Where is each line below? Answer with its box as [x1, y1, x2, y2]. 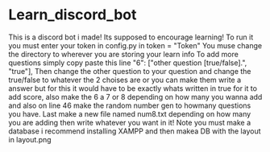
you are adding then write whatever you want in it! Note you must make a [8, 117, 251, 127]
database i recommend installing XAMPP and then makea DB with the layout [8, 126, 261, 136]
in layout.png [8, 134, 52, 144]
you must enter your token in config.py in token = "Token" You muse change [8, 40, 263, 50]
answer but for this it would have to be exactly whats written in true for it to [8, 83, 258, 93]
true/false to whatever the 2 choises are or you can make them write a [8, 75, 242, 84]
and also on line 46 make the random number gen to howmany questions [8, 101, 251, 110]
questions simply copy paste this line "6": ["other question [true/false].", [8, 58, 247, 68]
